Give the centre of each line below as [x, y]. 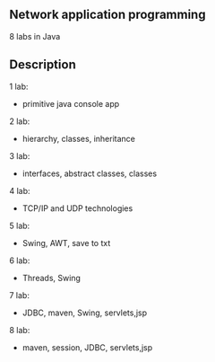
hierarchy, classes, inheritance [79, 138]
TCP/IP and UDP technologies [77, 208]
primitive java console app [71, 103]
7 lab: [19, 295]
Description [43, 65]
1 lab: [19, 86]
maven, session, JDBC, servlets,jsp [87, 347]
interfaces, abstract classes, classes [90, 173]
